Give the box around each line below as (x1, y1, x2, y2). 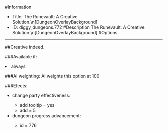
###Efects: (5, 83, 28, 89)
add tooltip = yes (19, 102, 55, 108)
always (11, 63, 26, 69)
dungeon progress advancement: (12, 113, 81, 119)
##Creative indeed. (5, 44, 45, 50)
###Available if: (5, 54, 37, 59)
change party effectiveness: (12, 92, 71, 98)
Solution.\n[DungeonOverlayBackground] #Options (12, 30, 118, 35)
